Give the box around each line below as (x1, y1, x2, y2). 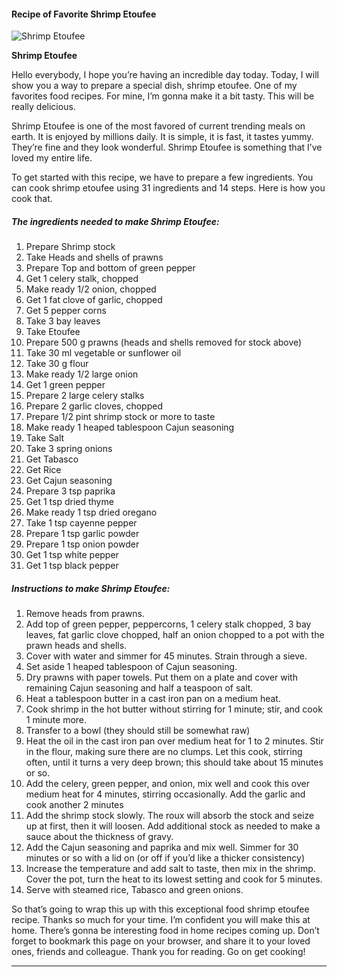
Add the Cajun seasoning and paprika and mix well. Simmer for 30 (25, 841, 299, 854)
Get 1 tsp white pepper (25, 549, 119, 561)
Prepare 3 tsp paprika (25, 485, 116, 497)
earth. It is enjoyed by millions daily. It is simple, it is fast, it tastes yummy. (11, 131, 314, 143)
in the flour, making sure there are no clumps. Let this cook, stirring (25, 746, 303, 758)
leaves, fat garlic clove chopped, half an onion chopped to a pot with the (25, 629, 325, 641)
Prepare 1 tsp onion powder (25, 538, 140, 550)
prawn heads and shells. (25, 640, 128, 652)
